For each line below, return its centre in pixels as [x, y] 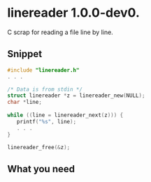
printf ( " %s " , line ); [46, 121]
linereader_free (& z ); [39, 147]
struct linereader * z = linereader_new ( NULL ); [76, 96]
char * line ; [24, 103]
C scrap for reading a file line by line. [60, 32]
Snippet [25, 54]
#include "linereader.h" [43, 70]
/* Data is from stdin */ [45, 89]
